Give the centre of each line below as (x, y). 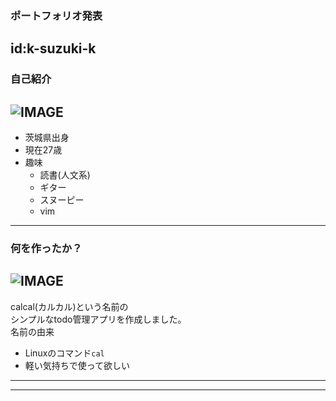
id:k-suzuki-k (53, 48)
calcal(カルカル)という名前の (69, 306)
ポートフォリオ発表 (56, 15)
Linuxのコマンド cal (64, 353)
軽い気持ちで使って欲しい (77, 365)
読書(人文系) (65, 175)
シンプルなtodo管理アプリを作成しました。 (98, 319)
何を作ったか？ (46, 248)
